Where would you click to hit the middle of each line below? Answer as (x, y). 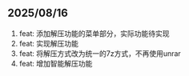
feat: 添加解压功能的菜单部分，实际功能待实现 (94, 33)
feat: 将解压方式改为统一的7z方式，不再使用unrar (100, 53)
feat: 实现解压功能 (49, 43)
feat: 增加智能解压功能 (56, 63)
